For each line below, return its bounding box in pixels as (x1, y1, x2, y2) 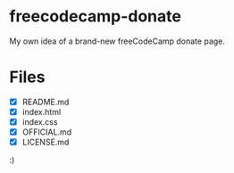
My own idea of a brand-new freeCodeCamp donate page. (9, 36, 226, 46)
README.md (21, 96, 70, 107)
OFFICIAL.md (21, 127, 72, 137)
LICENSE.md (21, 136, 70, 148)
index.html (21, 106, 62, 117)
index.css (21, 117, 58, 127)
